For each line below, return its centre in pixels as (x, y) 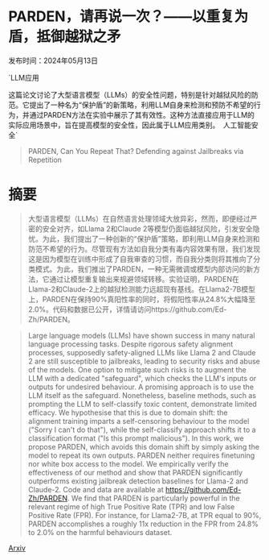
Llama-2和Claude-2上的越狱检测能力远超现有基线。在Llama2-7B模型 (141, 289)
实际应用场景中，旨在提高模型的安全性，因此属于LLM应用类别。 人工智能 (130, 125)
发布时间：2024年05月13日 (53, 60)
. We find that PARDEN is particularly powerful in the (153, 498)
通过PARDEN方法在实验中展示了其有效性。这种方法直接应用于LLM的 (142, 114)
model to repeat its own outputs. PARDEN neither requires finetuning (141, 455)
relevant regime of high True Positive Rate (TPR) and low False (131, 506)
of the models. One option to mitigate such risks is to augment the (137, 369)
